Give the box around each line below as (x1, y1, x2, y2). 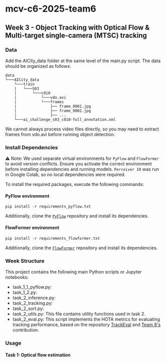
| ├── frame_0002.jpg (14, 108, 92, 113)
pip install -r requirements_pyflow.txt (5, 204, 92, 209)
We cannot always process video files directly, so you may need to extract (5, 126, 159, 132)
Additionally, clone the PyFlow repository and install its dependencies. (5, 213, 149, 219)
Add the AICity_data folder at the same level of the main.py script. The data (5, 58, 161, 64)
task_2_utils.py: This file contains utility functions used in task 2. (12, 310, 146, 316)
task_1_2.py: (12, 289, 38, 295)
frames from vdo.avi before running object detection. (5, 131, 115, 137)
